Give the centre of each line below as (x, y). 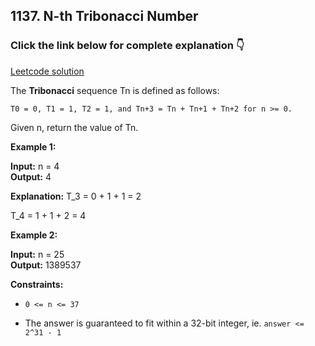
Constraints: (37, 284)
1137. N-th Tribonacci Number (104, 16)
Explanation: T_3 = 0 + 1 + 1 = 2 (76, 196)
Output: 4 (31, 176)
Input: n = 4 (35, 166)
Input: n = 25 (37, 254)
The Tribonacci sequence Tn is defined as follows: (115, 90)
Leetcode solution (47, 71)
